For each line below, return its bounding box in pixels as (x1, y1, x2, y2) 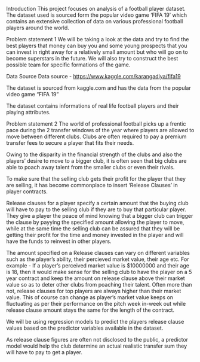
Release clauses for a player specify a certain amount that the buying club (6, 200, 189, 206)
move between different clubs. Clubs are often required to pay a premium (6, 133, 187, 140)
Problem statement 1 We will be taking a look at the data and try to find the (6, 36, 189, 42)
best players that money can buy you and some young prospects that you (6, 42, 187, 49)
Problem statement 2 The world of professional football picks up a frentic (6, 120, 186, 127)
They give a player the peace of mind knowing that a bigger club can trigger (6, 212, 193, 219)
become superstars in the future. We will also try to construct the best (6, 55, 179, 62)
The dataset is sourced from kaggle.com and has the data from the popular (6, 84, 191, 92)
